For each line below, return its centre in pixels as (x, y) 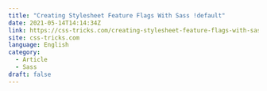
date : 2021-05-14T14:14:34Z (55, 23)
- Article (31, 60)
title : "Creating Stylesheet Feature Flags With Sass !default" (117, 15)
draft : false (30, 74)
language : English (39, 45)
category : (25, 52)
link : (17, 30)
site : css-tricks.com (44, 38)
